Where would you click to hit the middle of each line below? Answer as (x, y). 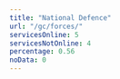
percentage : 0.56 (42, 52)
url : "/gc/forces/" (46, 26)
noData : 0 (28, 60)
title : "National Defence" (60, 18)
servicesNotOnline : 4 (50, 43)
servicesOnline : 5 (44, 35)
